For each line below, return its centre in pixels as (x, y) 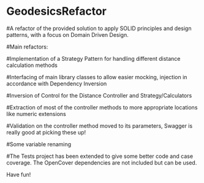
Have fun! (19, 174)
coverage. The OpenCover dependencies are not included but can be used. (102, 162)
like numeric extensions (36, 114)
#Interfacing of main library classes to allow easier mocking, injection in (97, 77)
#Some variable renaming (39, 144)
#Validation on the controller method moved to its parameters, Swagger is (100, 126)
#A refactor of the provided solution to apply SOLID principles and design (99, 28)
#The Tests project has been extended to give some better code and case (100, 156)
